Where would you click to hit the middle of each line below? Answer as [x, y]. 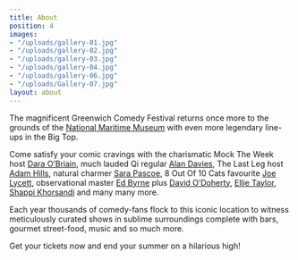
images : [24, 34]
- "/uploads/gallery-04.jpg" [64, 68]
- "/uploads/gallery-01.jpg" [64, 42]
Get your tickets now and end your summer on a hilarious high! [125, 246]
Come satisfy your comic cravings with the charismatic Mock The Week [142, 154]
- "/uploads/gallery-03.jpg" [64, 59]
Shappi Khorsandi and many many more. [84, 192]
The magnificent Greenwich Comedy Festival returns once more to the [139, 118]
